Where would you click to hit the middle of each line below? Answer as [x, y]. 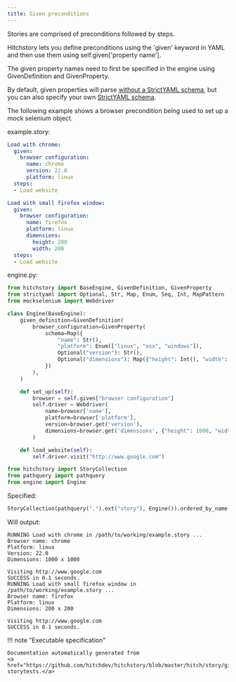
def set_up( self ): [47, 392]
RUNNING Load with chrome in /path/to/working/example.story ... [105, 535]
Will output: [24, 522]
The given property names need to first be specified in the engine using [111, 68]
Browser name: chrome [39, 541]
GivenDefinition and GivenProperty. [59, 76]
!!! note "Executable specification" [57, 640]
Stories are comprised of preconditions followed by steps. [91, 34]
